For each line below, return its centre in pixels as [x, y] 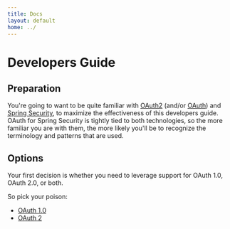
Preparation [34, 89]
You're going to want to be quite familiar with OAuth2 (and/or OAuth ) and [114, 106]
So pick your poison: [37, 197]
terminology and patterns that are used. [66, 136]
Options [26, 158]
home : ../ [22, 27]
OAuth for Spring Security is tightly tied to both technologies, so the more [115, 121]
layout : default [31, 21]
